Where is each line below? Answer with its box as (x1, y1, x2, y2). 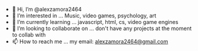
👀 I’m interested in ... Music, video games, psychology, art (12, 12, 156, 19)
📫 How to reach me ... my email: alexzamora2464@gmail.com (12, 38, 168, 45)
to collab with (12, 31, 46, 38)
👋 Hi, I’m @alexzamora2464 (12, 6, 82, 13)
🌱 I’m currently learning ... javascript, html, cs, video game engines (12, 19, 179, 25)
